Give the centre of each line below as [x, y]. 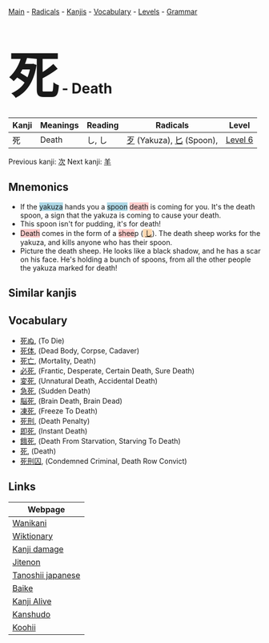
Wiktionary [33, 535]
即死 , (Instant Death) [54, 431]
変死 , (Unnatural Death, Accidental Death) [89, 381]
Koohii [24, 627]
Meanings [59, 125]
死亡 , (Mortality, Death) [58, 360]
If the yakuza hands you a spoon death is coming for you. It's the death [137, 206]
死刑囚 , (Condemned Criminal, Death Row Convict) [103, 461]
